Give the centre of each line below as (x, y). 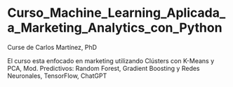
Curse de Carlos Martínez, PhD (52, 47)
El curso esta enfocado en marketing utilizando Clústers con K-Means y (111, 60)
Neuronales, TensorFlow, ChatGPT (57, 76)
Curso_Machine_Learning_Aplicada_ (116, 13)
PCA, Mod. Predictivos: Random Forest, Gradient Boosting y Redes (104, 68)
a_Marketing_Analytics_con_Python (115, 28)
